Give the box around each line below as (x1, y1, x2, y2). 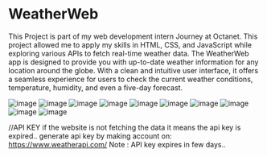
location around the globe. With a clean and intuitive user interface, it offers (8, 65, 259, 75)
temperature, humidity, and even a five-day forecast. (8, 82, 183, 93)
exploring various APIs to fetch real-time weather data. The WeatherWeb (8, 48, 249, 58)
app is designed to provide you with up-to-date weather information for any (8, 57, 259, 67)
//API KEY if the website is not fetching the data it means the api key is (8, 122, 241, 132)
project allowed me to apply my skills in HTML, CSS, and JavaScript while (8, 39, 252, 49)
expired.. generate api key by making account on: (8, 130, 173, 141)
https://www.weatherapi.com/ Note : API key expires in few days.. (8, 139, 227, 149)
